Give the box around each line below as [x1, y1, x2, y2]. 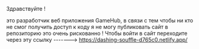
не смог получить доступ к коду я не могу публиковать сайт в [6, 24, 169, 30]
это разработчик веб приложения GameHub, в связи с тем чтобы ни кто [6, 17, 194, 24]
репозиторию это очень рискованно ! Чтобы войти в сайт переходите [6, 30, 188, 37]
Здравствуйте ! [6, 5, 46, 12]
